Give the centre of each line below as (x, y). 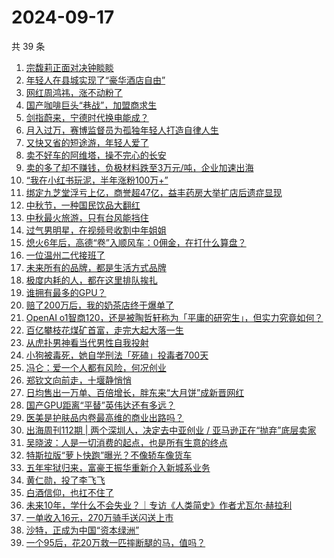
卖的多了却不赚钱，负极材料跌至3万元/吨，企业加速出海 (139, 167)
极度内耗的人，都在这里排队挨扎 (91, 280)
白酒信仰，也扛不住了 (69, 492)
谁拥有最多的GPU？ (66, 292)
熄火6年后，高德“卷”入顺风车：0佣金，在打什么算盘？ (136, 242)
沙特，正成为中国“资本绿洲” (82, 530)
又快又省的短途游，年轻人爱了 (87, 142)
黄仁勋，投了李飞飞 (65, 480)
